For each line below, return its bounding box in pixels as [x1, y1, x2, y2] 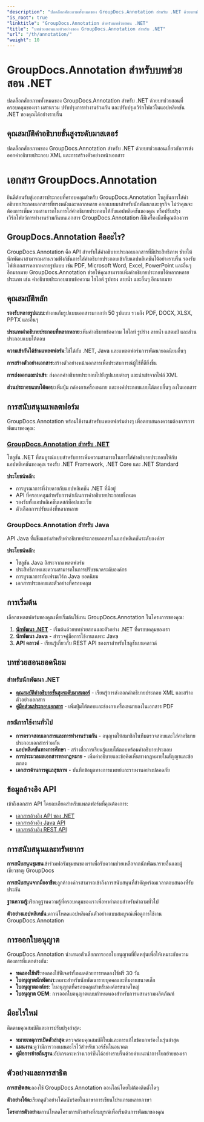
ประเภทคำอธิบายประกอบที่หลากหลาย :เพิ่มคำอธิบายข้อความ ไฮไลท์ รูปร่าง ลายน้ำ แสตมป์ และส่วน [7, 328, 197, 335]
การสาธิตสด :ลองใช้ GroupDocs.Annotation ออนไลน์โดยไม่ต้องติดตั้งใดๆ [7, 1084, 159, 1091]
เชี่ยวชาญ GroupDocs [7, 867, 54, 874]
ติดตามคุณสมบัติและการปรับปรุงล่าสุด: [7, 1024, 82, 1031]
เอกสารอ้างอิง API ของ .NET [15, 812, 75, 819]
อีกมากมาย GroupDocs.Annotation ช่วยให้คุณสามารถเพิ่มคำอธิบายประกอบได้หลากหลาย [7, 268, 189, 276]
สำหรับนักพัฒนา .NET [7, 675, 60, 684]
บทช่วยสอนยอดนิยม [7, 657, 66, 667]
